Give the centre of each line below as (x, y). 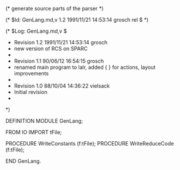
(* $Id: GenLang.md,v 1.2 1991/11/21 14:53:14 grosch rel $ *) (77, 20)
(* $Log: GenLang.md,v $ (36, 31)
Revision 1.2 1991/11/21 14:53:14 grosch (61, 42)
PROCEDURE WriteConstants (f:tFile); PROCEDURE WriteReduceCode (90, 143)
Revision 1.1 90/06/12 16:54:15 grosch (59, 61)
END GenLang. (23, 161)
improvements (31, 73)
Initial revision (31, 92)
